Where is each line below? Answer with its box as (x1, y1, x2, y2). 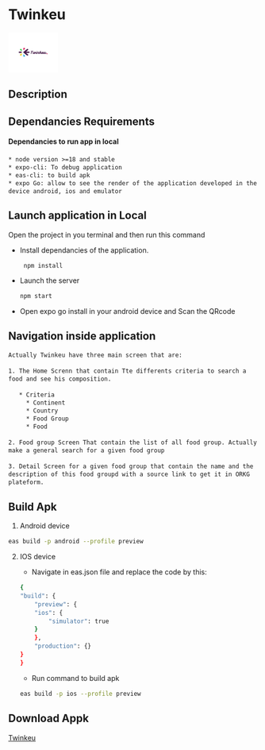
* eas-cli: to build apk (8, 171, 90, 180)
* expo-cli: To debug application (8, 163, 123, 172)
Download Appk (8, 712, 90, 725)
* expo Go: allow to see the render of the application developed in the (8, 179, 258, 187)
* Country (25, 407, 59, 415)
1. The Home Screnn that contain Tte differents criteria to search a (8, 367, 247, 375)
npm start (19, 292, 53, 300)
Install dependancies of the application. (19, 245, 149, 255)
